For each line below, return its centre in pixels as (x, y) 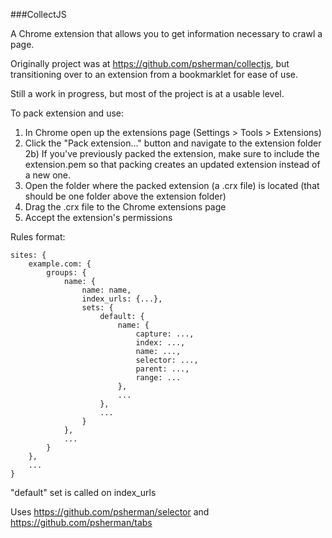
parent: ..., (162, 369)
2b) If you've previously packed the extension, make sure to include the (172, 153)
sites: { (28, 255)
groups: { (66, 273)
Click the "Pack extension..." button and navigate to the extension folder (173, 143)
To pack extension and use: (67, 113)
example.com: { (60, 264)
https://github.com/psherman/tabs (81, 522)
